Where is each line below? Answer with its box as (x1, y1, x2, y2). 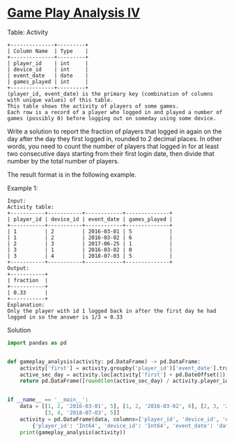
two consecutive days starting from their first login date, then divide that (7, 149, 214, 158)
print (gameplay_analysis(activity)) (19, 428, 127, 436)
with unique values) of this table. (7, 96, 114, 103)
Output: (7, 264, 30, 272)
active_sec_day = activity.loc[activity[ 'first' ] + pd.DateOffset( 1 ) (19, 371, 226, 378)
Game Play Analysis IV (7, 5, 141, 21)
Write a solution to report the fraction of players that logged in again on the (7, 127, 222, 136)
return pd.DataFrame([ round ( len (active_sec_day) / (19, 377, 170, 385)
